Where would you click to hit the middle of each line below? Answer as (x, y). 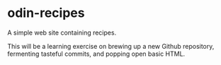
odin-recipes (46, 13)
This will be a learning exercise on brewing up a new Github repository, (111, 46)
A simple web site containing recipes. (62, 32)
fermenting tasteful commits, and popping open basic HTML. (96, 54)
